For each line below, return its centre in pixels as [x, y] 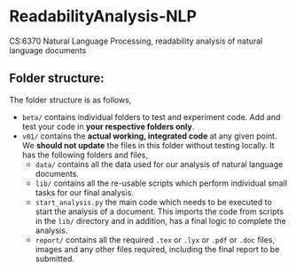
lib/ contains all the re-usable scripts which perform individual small [161, 183]
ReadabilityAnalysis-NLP [103, 16]
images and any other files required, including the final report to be [157, 249]
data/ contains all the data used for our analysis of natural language [159, 164]
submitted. [55, 259]
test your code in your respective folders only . [108, 126]
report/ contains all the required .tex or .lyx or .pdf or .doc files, [155, 239]
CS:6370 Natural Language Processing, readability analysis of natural [136, 41]
